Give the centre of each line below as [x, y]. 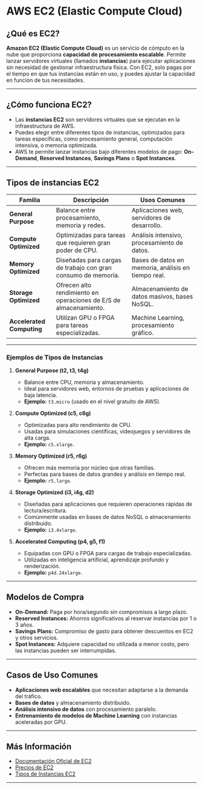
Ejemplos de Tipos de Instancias [55, 357]
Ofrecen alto [74, 285]
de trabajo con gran [84, 268]
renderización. [42, 566]
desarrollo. [147, 225]
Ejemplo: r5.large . [48, 480]
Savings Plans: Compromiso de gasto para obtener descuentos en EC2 [104, 631]
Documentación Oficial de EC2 [53, 761]
